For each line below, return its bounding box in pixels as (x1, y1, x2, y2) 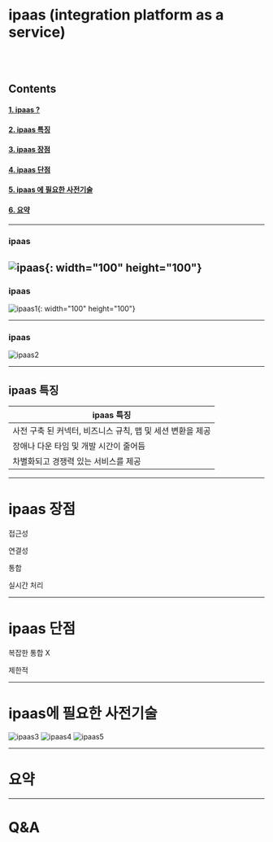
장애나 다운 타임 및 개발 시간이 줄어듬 (12, 441, 146, 452)
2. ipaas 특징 (8, 124, 51, 134)
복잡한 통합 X (8, 648, 50, 658)
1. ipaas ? (8, 104, 41, 115)
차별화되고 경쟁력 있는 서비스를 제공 (12, 456, 141, 467)
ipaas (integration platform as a (8, 6, 224, 24)
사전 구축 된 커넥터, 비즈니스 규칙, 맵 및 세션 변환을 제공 (12, 425, 211, 437)
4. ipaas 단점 (8, 164, 51, 174)
